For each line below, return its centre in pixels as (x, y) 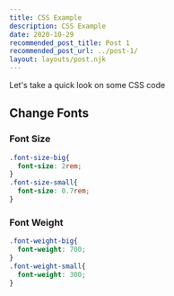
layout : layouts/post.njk (57, 59)
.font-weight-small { (48, 266)
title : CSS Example (46, 18)
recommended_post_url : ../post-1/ (74, 51)
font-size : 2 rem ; (50, 166)
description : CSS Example (57, 26)
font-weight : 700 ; (52, 250)
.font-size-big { (39, 157)
